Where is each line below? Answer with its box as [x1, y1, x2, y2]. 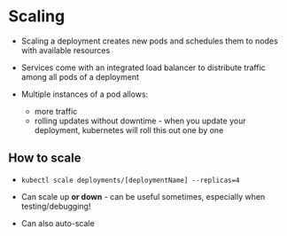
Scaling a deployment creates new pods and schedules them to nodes [20, 35, 278, 46]
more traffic [34, 106, 78, 116]
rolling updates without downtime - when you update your [34, 115, 246, 126]
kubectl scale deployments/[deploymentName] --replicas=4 [20, 176, 240, 185]
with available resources [20, 44, 111, 55]
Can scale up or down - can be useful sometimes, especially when [20, 191, 266, 201]
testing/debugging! [20, 201, 91, 211]
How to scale [8, 151, 81, 166]
